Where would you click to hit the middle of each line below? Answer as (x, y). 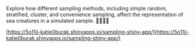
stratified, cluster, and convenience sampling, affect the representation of (95, 15)
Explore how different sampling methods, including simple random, (87, 8)
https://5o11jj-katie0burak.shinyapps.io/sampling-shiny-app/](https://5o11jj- (98, 32)
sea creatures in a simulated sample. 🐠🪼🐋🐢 (58, 21)
